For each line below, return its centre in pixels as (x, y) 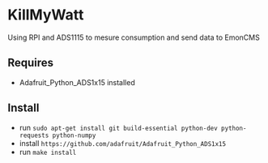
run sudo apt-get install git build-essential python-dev (118, 127)
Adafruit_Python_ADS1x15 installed (77, 82)
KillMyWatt (46, 15)
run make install (48, 152)
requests (34, 135)
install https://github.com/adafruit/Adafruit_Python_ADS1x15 (123, 143)
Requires (31, 63)
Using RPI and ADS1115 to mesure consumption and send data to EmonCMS (134, 37)
